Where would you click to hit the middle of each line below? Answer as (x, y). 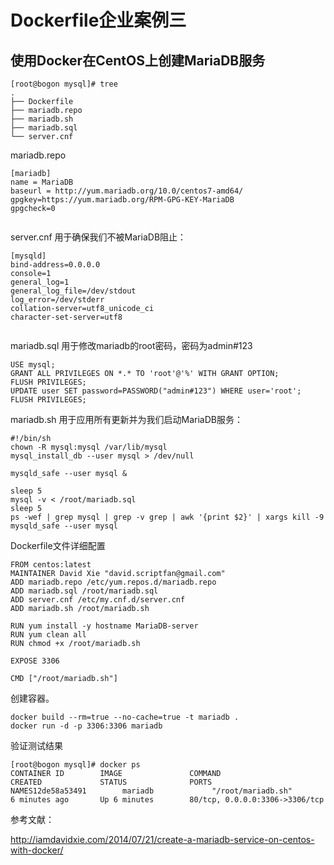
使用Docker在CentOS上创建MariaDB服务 (138, 60)
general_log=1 (40, 282)
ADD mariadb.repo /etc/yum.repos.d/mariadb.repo (113, 582)
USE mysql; (33, 365)
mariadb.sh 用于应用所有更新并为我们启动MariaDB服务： (126, 419)
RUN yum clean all (48, 635)
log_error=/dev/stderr (57, 300)
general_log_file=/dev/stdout (73, 291)
